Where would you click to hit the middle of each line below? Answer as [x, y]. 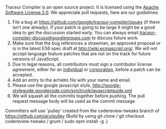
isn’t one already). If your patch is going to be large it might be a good [83, 27]
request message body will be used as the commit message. [74, 101]
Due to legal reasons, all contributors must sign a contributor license [82, 64]
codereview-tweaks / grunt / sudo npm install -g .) [56, 121]
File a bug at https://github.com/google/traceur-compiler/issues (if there [86, 22]
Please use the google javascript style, [52, 85]
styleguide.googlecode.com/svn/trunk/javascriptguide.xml [72, 91]
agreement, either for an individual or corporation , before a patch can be [86, 69]
